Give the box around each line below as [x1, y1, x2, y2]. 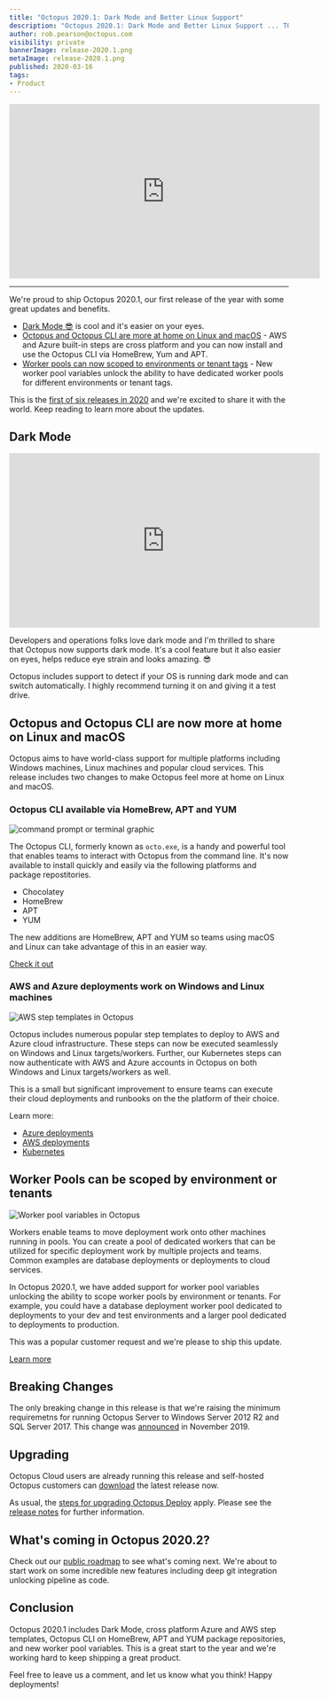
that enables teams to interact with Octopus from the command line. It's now [9, 850, 289, 861]
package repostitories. [9, 869, 91, 880]
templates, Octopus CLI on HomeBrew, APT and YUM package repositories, [9, 1633, 286, 1644]
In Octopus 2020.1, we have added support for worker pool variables [9, 1281, 260, 1292]
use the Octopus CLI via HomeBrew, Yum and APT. [21, 348, 208, 359]
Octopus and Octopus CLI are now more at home [9, 716, 282, 731]
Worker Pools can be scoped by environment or [9, 1172, 278, 1187]
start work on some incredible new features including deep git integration [9, 1566, 278, 1577]
